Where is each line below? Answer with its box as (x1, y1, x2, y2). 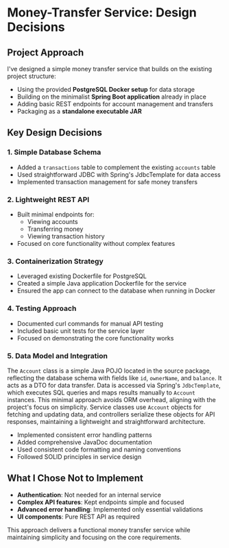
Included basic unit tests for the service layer (16, 327, 145, 335)
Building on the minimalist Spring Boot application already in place (16, 92, 207, 101)
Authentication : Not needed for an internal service (16, 490, 161, 499)
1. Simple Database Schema (7, 147, 101, 157)
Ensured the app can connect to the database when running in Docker (16, 286, 216, 295)
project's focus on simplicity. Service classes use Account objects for (7, 403, 202, 411)
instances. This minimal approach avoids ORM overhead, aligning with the (7, 395, 216, 403)
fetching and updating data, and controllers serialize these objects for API (7, 410, 215, 419)
